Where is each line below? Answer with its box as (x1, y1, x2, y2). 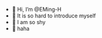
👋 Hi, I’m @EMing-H (11, 6, 62, 13)
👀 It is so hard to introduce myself (11, 12, 96, 19)
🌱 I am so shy (11, 19, 46, 25)
